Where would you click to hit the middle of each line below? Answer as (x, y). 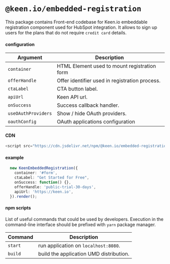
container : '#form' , (36, 173)
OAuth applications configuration (96, 122)
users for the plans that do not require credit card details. (66, 32)
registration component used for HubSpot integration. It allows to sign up (81, 27)
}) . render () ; (24, 196)
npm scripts (18, 208)
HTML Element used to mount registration (107, 66)
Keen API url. (72, 97)
